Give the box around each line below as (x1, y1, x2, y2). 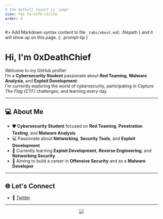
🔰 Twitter (12, 195, 31, 201)
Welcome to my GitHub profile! (5, 67, 66, 73)
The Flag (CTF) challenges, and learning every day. (5, 88, 108, 94)
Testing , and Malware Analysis (12, 130, 76, 136)
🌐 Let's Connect (5, 182, 55, 190)
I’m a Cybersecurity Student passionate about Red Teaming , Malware (5, 73, 147, 79)
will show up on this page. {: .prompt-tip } (5, 34, 88, 40)
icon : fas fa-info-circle (5, 12, 57, 17)
